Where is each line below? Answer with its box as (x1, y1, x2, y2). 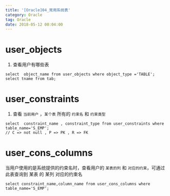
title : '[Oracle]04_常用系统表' (5, 7, 71, 13)
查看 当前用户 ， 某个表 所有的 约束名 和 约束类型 (12, 111, 106, 117)
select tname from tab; (5, 76, 56, 82)
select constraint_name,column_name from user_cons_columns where (5, 182, 150, 187)
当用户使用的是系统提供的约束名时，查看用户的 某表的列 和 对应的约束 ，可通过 (5, 165, 165, 171)
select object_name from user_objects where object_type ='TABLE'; (5, 72, 155, 77)
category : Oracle (5, 12, 43, 17)
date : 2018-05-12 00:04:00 (5, 22, 63, 27)
